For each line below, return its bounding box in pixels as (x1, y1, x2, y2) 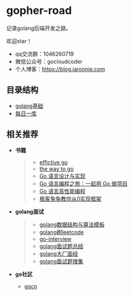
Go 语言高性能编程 (39, 187, 86, 195)
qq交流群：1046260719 (15, 50, 74, 58)
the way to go (39, 165, 74, 172)
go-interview (39, 235, 72, 243)
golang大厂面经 (39, 250, 78, 257)
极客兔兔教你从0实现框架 (39, 195, 102, 202)
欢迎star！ (6, 37, 32, 44)
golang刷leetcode (39, 228, 84, 235)
